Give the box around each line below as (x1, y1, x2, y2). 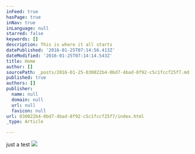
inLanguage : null (6, 25, 49, 31)
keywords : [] (6, 36, 39, 42)
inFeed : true (6, 8, 39, 15)
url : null (11, 102, 36, 108)
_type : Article (6, 119, 44, 125)
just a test (6, 141, 30, 148)
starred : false (6, 31, 44, 37)
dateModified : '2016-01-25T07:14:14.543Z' (6, 53, 113, 59)
